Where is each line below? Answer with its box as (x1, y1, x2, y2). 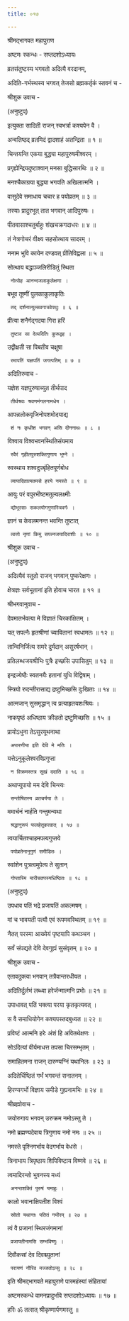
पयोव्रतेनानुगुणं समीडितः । (10, 848, 62, 855)
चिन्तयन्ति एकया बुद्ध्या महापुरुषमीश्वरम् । (7, 150, 98, 158)
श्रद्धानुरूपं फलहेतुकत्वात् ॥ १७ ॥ (10, 821, 79, 828)
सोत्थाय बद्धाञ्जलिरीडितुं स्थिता (7, 263, 74, 272)
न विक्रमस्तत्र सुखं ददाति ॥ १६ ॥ (10, 768, 84, 775)
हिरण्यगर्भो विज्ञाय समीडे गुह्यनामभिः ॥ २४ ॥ (7, 1086, 103, 1094)
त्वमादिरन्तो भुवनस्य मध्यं (7, 1171, 61, 1179)
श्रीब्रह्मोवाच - (7, 1100, 35, 1108)
